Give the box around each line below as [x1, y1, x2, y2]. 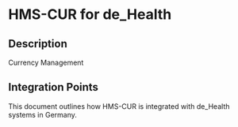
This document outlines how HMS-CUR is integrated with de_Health [8, 101, 230, 111]
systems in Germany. [8, 110, 78, 119]
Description [8, 37, 67, 50]
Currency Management [8, 58, 84, 67]
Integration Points [8, 80, 99, 94]
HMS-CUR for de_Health [8, 6, 172, 24]
